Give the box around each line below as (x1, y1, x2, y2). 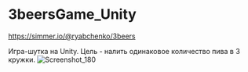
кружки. (8, 55, 35, 64)
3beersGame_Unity (8, 5, 137, 23)
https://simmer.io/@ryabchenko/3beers (8, 31, 136, 41)
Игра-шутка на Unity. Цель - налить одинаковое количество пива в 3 (8, 46, 241, 56)
